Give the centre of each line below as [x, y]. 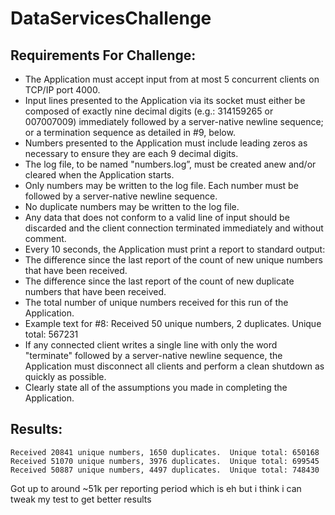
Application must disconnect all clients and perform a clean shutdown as [174, 366]
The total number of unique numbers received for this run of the [156, 302]
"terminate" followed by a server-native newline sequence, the [153, 355]
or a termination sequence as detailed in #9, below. [130, 132]
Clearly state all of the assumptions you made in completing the [156, 387]
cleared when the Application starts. [99, 175]
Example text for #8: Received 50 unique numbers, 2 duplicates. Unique [173, 323]
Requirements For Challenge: [103, 55]
